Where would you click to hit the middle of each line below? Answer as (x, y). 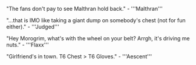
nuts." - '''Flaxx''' (28, 45)
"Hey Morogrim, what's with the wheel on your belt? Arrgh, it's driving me (98, 38)
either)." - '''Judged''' (33, 27)
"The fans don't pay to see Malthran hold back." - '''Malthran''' (85, 9)
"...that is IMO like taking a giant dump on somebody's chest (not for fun (96, 20)
